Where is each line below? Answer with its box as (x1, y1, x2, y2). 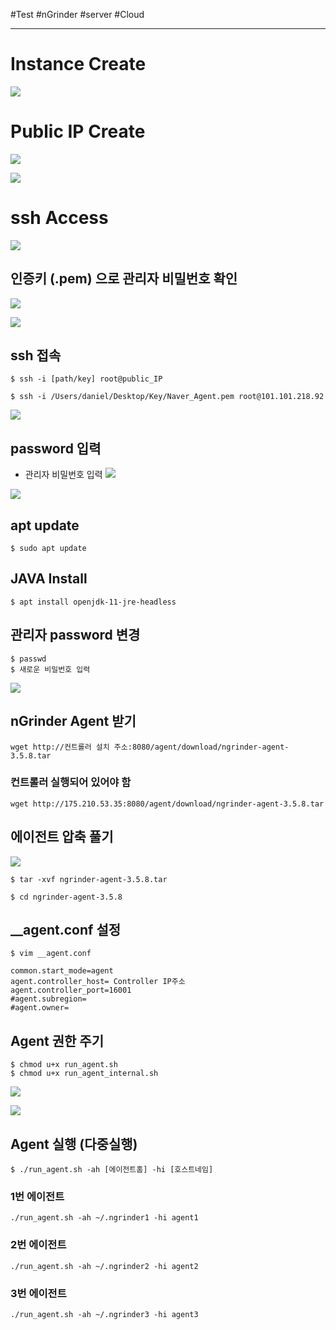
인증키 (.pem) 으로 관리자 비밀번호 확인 (10, 270, 238, 288)
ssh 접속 (10, 347, 62, 364)
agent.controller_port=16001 (10, 985, 132, 996)
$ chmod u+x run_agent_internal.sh (10, 1069, 159, 1079)
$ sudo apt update (10, 544, 87, 554)
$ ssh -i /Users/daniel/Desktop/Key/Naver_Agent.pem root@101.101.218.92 (10, 392, 325, 402)
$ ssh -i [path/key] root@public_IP (10, 374, 163, 384)
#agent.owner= (10, 1003, 70, 1013)
